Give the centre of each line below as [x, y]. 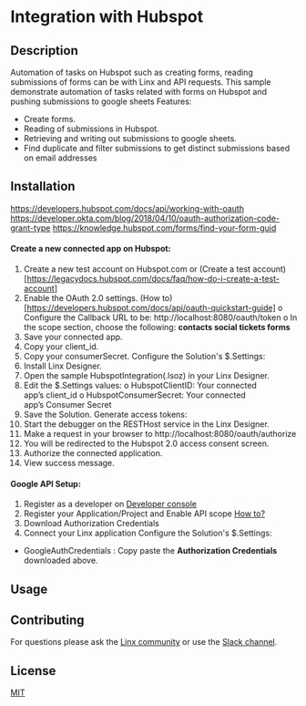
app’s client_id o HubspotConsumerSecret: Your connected [135, 395]
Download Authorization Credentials [92, 524]
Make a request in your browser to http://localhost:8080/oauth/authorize [160, 434]
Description [44, 51]
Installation [43, 187]
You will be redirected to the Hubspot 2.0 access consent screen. [146, 443]
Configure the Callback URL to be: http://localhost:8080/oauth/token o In [160, 317]
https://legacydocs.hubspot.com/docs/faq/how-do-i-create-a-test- [153, 279]
